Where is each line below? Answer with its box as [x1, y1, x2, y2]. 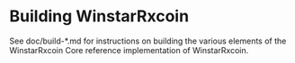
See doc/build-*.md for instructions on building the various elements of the [9, 35, 287, 46]
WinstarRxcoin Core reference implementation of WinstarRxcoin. [9, 44, 249, 55]
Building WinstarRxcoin [9, 6, 190, 27]
